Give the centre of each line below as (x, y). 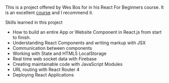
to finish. (22, 37)
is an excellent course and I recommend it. (49, 13)
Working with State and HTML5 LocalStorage (60, 53)
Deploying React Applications (43, 75)
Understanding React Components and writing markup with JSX (79, 43)
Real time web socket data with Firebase (54, 59)
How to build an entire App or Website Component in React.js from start (87, 32)
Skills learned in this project (34, 22)
